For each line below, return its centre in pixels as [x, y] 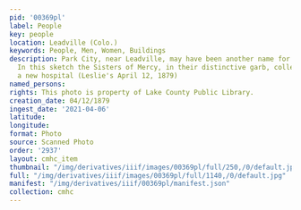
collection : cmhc [42, 192]
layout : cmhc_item [43, 159]
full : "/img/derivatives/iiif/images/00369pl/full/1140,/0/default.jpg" [148, 175]
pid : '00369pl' [38, 17]
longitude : [30, 126]
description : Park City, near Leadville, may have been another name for [150, 59]
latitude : [28, 117]
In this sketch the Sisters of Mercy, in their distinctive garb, [144, 68]
